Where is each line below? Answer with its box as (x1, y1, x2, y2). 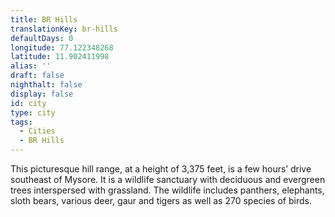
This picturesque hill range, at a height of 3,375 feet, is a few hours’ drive (10, 163, 312, 175)
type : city (10, 107, 56, 118)
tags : (10, 117, 33, 127)
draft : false (10, 71, 65, 81)
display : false (10, 89, 74, 99)
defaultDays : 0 (10, 33, 74, 43)
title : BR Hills (10, 14, 78, 25)
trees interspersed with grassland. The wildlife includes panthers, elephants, (10, 184, 325, 196)
